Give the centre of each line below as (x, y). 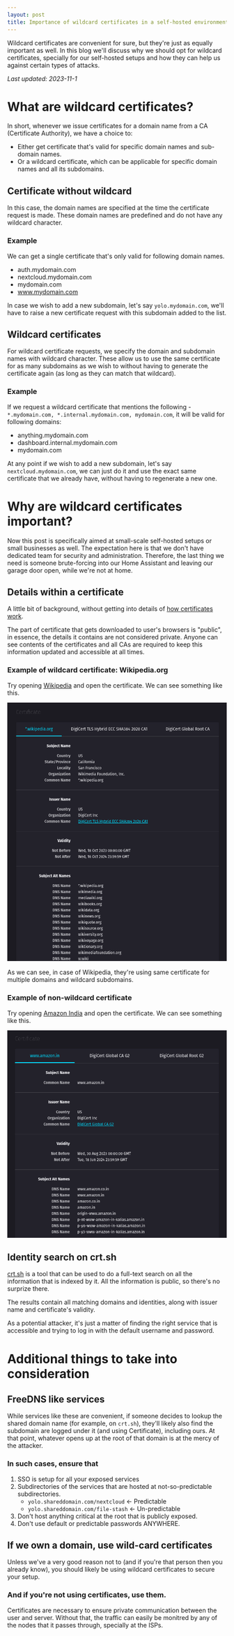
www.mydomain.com (48, 291)
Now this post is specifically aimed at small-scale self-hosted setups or (110, 540)
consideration (48, 1373)
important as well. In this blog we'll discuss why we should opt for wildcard (115, 50)
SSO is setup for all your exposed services (78, 1479)
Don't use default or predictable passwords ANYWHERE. (99, 1523)
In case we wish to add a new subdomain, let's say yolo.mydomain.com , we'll (116, 305)
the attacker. (25, 1446)
